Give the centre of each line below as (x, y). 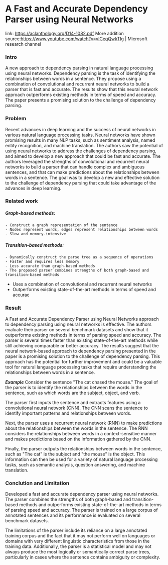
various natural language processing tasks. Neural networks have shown (80, 135)
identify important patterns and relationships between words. (68, 413)
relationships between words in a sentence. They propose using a (73, 79)
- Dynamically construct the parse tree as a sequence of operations (79, 257)
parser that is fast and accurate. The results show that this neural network (81, 89)
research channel (23, 44)
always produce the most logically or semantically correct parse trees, (78, 551)
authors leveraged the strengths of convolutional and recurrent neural (77, 161)
